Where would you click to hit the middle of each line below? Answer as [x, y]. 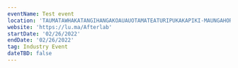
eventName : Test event [41, 14]
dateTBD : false [30, 54]
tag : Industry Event [38, 47]
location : [22, 21]
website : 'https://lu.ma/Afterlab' [60, 27]
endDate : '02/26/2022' [41, 40]
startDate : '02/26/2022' [44, 34]
